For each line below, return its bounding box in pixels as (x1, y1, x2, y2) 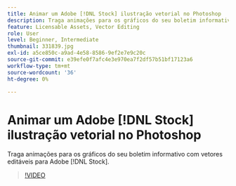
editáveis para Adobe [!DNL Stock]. (7, 157, 110, 166)
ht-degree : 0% (7, 75, 49, 83)
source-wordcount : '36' (7, 69, 77, 76)
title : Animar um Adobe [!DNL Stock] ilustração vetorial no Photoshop (7, 10, 221, 18)
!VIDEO (24, 171, 46, 180)
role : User (7, 29, 39, 37)
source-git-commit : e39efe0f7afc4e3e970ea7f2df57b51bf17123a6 (7, 56, 193, 63)
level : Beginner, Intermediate (7, 36, 99, 44)
